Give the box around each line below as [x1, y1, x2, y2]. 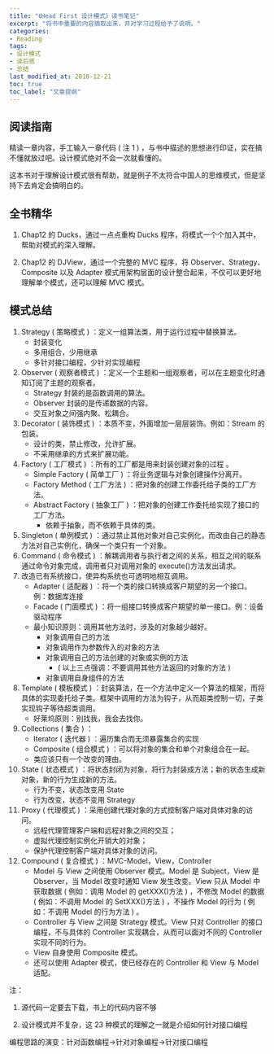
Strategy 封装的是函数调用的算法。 [33, 387, 150, 397]
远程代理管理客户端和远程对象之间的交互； [33, 825, 176, 835]
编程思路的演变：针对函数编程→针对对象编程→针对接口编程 [9, 1037, 208, 1047]
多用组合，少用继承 [33, 347, 98, 356]
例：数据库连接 [33, 591, 84, 601]
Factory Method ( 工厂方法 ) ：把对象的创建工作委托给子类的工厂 [33, 479, 250, 489]
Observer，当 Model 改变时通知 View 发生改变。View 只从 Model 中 [33, 876, 261, 886]
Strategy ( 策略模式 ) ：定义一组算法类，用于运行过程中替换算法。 [20, 326, 241, 336]
